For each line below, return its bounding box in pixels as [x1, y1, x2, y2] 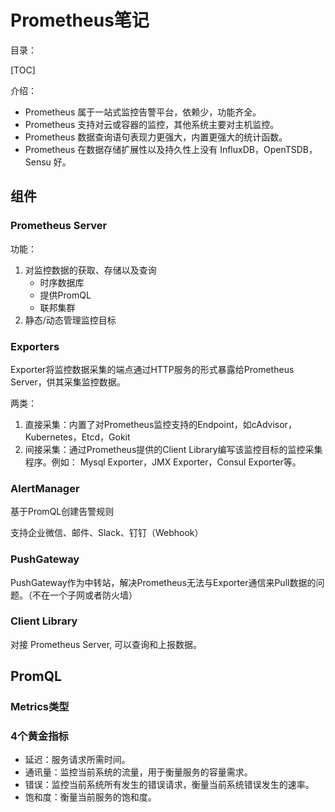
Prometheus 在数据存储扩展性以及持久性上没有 [24, 143, 218, 155]
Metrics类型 [10, 700, 70, 714]
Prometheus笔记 [10, 9, 150, 32]
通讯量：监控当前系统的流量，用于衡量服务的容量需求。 [24, 766, 253, 778]
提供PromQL [39, 289, 92, 301]
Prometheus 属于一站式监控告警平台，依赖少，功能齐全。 [24, 106, 262, 118]
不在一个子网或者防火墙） [31, 589, 138, 601]
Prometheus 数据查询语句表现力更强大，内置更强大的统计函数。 [24, 131, 288, 143]
